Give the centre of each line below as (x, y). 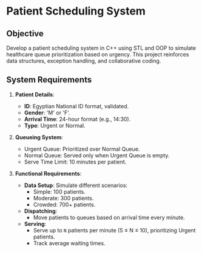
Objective (25, 34)
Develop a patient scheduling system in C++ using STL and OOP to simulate (101, 48)
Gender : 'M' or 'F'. (47, 113)
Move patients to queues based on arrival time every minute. (109, 217)
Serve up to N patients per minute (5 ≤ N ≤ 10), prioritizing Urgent (114, 230)
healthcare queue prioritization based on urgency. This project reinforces (98, 54)
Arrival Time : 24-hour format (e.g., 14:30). (77, 119)
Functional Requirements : (48, 173)
